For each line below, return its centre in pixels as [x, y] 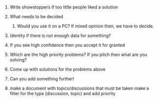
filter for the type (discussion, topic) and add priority [63, 93]
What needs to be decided [36, 16]
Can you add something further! [42, 79]
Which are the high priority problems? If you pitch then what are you [79, 54]
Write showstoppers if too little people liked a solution [64, 7]
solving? [18, 60]
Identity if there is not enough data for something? [60, 36]
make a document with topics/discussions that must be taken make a [79, 88]
